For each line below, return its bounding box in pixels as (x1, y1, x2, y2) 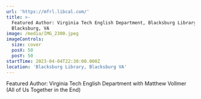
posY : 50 (11, 53, 33, 59)
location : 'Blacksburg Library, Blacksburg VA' (6, 63, 127, 70)
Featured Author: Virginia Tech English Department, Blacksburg (11, 20, 175, 25)
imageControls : (6, 36, 44, 42)
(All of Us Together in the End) (6, 87, 81, 94)
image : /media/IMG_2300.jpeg (6, 31, 79, 37)
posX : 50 (11, 47, 33, 53)
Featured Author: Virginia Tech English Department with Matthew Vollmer (6, 80, 187, 87)
